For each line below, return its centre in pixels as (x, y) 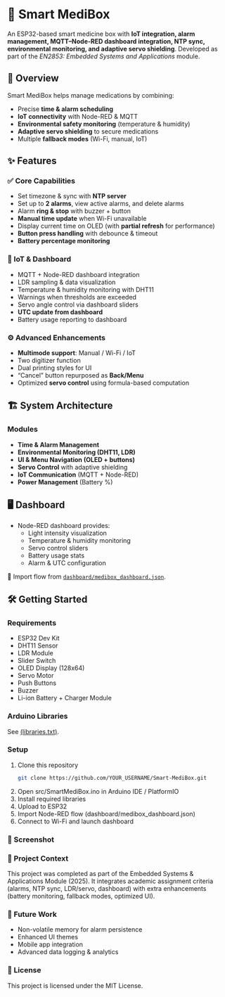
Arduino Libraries (38, 716)
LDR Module (36, 653)
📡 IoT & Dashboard (39, 259)
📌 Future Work (32, 914)
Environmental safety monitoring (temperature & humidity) (104, 124)
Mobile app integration (50, 944)
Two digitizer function (49, 361)
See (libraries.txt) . (33, 731)
